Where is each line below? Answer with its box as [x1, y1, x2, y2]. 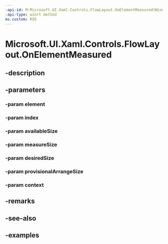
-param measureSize [5, 141, 57, 148]
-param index [5, 114, 39, 121]
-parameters [5, 86, 45, 94]
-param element [5, 101, 45, 108]
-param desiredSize [5, 154, 54, 161]
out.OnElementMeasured [5, 49, 112, 60]
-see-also [5, 214, 36, 222]
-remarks [5, 197, 35, 205]
